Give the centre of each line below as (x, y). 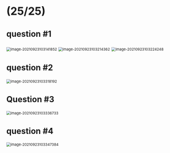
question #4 (30, 131)
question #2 (30, 68)
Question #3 (31, 99)
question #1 (29, 34)
